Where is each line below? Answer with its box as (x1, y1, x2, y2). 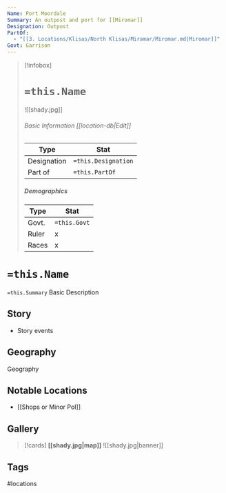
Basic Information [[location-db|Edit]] (23, 121, 132, 130)
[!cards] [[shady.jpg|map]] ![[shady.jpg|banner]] (23, 441, 164, 450)
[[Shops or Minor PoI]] (17, 403, 81, 411)
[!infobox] (23, 61, 52, 69)
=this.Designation (73, 157, 134, 165)
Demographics (23, 187, 68, 195)
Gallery (7, 423, 39, 434)
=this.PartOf (73, 168, 116, 177)
